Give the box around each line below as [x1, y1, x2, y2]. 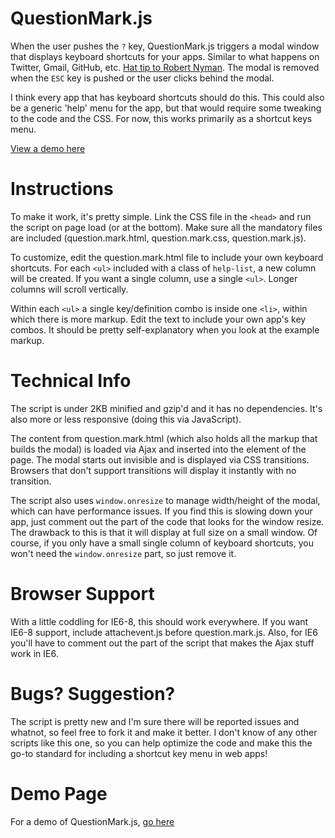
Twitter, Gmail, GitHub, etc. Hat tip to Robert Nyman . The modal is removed [10, 61, 320, 73]
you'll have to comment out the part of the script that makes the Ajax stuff [10, 637, 315, 649]
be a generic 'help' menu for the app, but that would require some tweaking [10, 102, 322, 114]
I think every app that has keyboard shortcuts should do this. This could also [10, 91, 325, 103]
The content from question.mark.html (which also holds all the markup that [10, 432, 318, 444]
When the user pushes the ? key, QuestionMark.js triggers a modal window [10, 40, 320, 52]
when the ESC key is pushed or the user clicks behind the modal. [10, 72, 275, 84]
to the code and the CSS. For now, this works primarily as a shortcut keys [10, 112, 313, 124]
